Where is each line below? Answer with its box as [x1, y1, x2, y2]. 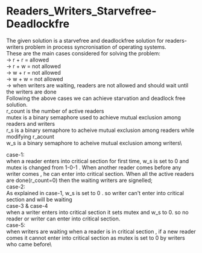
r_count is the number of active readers [6, 107, 104, 114]
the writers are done [6, 88, 57, 95]
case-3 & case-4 [6, 202, 48, 209]
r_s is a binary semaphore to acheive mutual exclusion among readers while [6, 126, 195, 134]
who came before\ [6, 240, 52, 248]
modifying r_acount [6, 133, 54, 140]
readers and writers [6, 120, 55, 127]
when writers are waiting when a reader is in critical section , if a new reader [6, 228, 196, 235]
